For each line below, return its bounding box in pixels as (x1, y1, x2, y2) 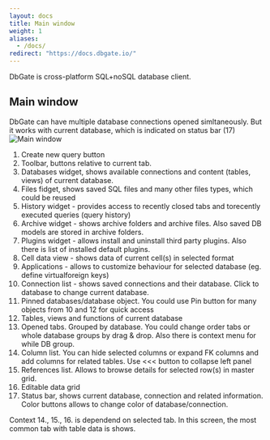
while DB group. (20, 339, 75, 348)
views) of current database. (20, 175, 114, 185)
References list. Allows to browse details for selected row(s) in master (20, 365, 255, 374)
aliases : (9, 34, 39, 43)
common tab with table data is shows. (9, 423, 136, 434)
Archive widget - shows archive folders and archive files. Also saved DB (20, 218, 262, 228)
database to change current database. (20, 287, 149, 297)
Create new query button (20, 149, 105, 159)
